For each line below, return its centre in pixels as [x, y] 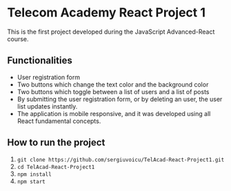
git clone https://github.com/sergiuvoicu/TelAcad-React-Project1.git [121, 159]
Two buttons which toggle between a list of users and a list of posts [113, 91]
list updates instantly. [47, 106]
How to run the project [56, 143]
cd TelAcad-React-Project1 [56, 167]
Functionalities [40, 61]
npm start [31, 181]
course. [18, 38]
